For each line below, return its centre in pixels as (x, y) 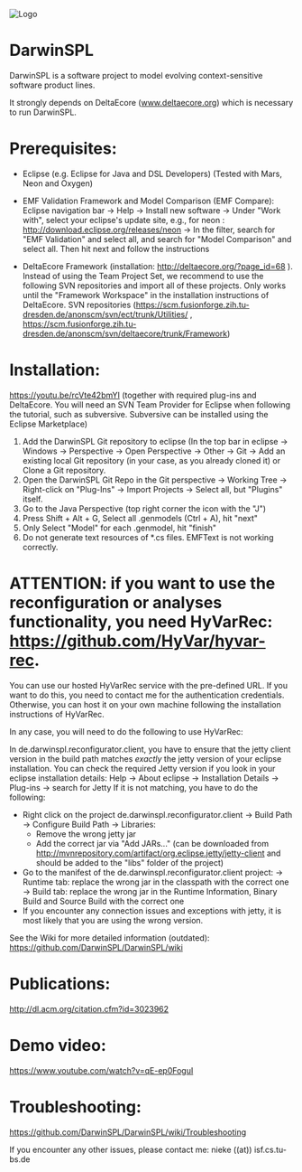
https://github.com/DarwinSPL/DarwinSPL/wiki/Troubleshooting (128, 1132)
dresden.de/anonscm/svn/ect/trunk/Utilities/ (105, 314)
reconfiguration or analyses (116, 603)
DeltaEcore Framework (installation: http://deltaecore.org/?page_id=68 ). (157, 266)
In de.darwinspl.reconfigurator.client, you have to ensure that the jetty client (150, 749)
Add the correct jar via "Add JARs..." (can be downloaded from (152, 843)
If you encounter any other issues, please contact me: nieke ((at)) (131, 1149)
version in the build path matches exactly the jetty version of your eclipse (146, 758)
